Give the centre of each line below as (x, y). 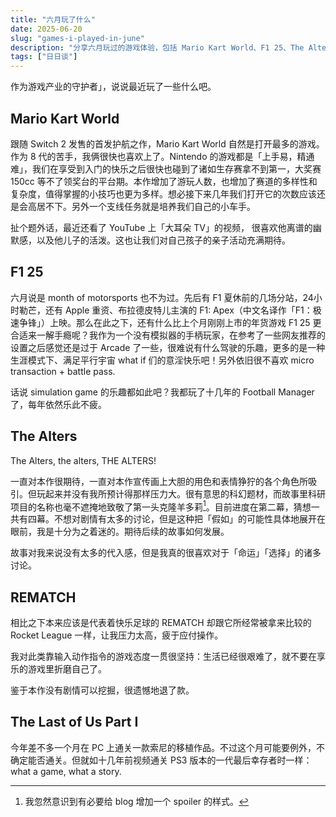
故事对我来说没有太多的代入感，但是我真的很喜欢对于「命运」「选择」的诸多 (166, 553)
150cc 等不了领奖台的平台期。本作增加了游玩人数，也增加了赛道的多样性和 (164, 181)
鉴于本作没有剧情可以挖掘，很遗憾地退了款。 (102, 690)
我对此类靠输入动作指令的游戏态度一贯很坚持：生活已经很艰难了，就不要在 (163, 657)
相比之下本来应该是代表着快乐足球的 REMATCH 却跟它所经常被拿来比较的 (161, 623)
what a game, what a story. (66, 771)
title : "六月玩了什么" (53, 19)
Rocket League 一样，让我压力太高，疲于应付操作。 (117, 635)
